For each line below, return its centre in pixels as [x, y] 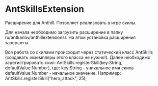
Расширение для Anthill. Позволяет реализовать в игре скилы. [71, 23]
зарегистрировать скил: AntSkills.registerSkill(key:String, [64, 62]
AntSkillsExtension [45, 9]
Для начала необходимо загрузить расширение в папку [64, 32]
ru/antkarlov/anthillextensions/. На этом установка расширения [70, 37]
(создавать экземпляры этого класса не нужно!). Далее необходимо [78, 57]
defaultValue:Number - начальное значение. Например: [63, 73]
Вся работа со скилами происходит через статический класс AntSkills [79, 52]
